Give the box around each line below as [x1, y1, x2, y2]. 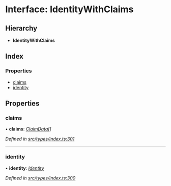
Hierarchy [5, 24, 38, 33]
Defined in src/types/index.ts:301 [5, 136, 75, 142]
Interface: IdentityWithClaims [5, 4, 134, 15]
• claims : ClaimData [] [5, 126, 52, 132]
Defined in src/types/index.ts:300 [5, 175, 76, 181]
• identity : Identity [5, 165, 44, 171]
